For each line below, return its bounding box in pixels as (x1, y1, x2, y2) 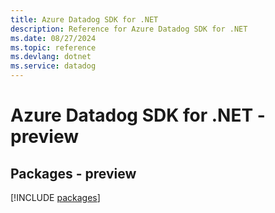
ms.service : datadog (10, 61, 97, 71)
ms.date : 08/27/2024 (10, 33, 97, 43)
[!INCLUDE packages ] (10, 192, 101, 203)
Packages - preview (10, 165, 137, 182)
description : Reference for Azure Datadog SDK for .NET (10, 24, 248, 34)
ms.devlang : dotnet (10, 52, 92, 62)
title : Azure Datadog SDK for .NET (10, 14, 159, 25)
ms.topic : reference (10, 42, 97, 53)
